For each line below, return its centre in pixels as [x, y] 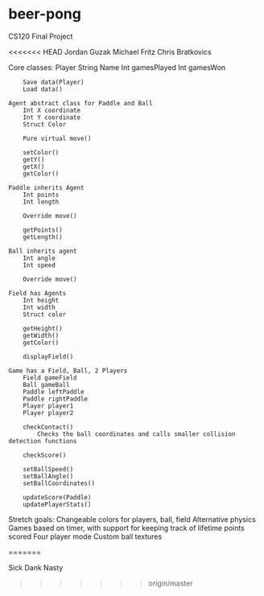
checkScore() [45, 455]
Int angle [39, 258]
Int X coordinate [52, 110]
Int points [41, 195]
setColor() [41, 152]
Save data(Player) [54, 82]
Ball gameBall [46, 384]
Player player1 [48, 406]
